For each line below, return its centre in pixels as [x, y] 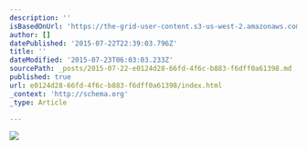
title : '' [28, 52]
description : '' [40, 18]
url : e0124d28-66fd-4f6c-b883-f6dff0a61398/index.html [116, 85]
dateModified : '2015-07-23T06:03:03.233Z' [91, 60]
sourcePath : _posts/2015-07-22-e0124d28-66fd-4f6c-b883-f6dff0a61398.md [151, 69]
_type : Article [38, 102]
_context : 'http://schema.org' [69, 94]
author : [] [30, 35]
